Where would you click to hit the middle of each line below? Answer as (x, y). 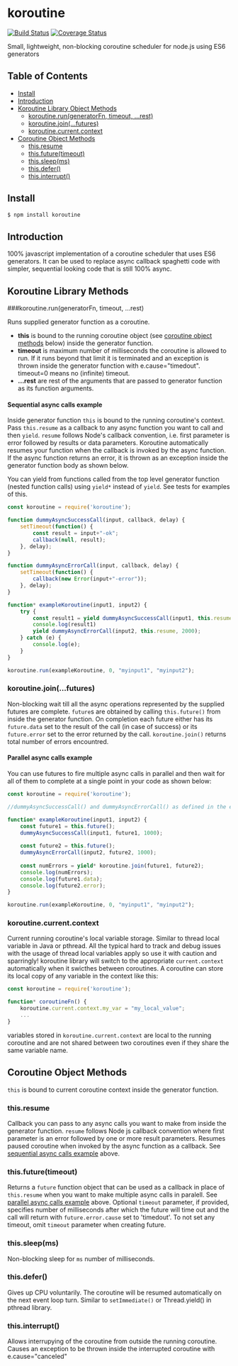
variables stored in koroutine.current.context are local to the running (109, 1035)
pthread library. (30, 1307)
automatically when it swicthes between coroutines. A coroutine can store (115, 969)
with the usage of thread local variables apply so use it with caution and (112, 954)
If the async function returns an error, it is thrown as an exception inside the (118, 458)
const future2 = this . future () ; (68, 846)
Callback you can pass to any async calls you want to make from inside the (117, 1123)
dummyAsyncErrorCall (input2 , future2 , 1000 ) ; (89, 853)
